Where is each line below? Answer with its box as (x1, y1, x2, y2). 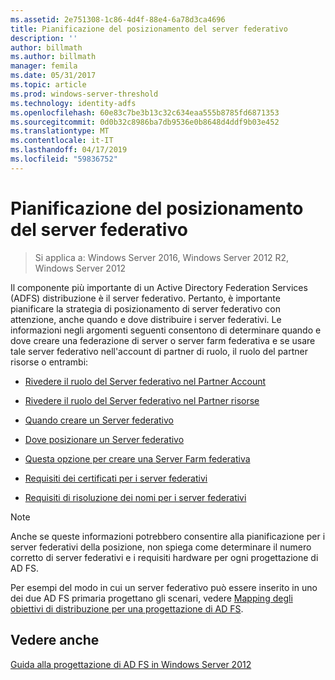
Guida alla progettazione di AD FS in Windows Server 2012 (10, 658, 252, 670)
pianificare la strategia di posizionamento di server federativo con (10, 302, 281, 315)
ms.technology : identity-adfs (10, 98, 137, 108)
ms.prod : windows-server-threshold (10, 89, 159, 99)
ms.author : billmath (10, 52, 97, 62)
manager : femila (10, 61, 78, 71)
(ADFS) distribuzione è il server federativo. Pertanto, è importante (10, 292, 281, 304)
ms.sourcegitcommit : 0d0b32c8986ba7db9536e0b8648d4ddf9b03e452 (10, 117, 280, 127)
